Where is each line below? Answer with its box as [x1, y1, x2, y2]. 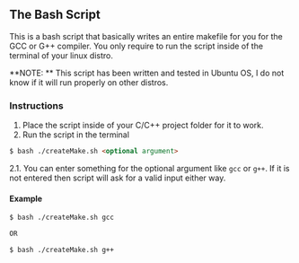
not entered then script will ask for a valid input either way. [9, 172, 226, 183]
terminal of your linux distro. [9, 49, 114, 61]
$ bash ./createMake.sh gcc [9, 213, 115, 223]
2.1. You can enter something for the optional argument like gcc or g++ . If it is [9, 162, 290, 173]
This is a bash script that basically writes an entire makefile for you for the [9, 31, 283, 41]
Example [9, 193, 43, 204]
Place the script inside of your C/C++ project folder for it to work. [22, 120, 264, 131]
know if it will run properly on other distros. [9, 76, 169, 88]
